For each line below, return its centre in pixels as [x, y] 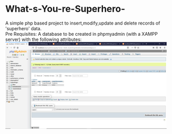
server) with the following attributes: [44, 39]
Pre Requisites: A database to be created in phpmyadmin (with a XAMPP [81, 34]
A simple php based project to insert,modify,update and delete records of [83, 23]
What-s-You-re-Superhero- [65, 9]
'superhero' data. [24, 28]
